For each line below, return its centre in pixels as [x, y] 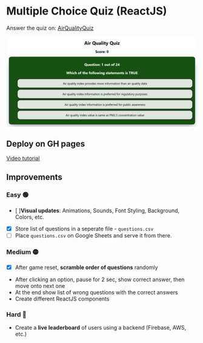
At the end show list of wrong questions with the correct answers [96, 293]
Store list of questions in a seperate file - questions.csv [84, 228]
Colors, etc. [29, 217]
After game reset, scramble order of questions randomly [87, 267]
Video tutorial [23, 158]
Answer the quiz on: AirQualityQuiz [50, 28]
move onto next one [40, 286]
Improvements [34, 177]
